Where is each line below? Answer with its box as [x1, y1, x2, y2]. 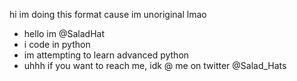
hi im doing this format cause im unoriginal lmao [9, 9, 207, 20]
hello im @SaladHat [23, 28, 105, 39]
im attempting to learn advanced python [23, 49, 190, 61]
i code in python [23, 39, 91, 50]
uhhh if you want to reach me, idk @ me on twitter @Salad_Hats [23, 60, 287, 71]
